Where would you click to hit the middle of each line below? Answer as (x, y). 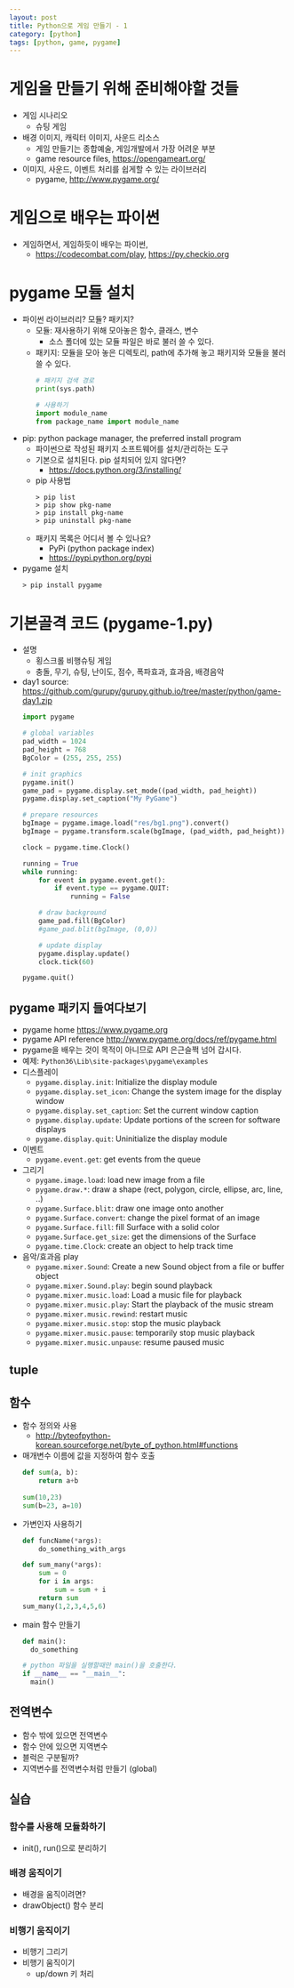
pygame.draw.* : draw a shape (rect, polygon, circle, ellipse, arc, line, (159, 1189)
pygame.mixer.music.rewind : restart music (111, 1314)
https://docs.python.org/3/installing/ (115, 470)
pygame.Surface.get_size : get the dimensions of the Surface (146, 1236)
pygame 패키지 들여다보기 (78, 1007)
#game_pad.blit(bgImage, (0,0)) (98, 929)
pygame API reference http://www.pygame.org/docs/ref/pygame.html (149, 1039)
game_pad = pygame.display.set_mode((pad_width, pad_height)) (139, 791)
